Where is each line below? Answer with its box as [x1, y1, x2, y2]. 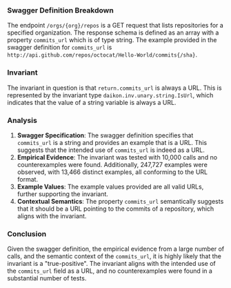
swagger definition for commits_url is [7, 44, 112, 52]
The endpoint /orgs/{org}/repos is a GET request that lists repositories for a [7, 21, 224, 30]
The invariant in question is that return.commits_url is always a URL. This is [7, 84, 222, 92]
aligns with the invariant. [17, 211, 87, 220]
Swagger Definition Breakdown [7, 6, 114, 15]
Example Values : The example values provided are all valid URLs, [17, 182, 204, 191]
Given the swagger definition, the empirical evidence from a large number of [7, 244, 225, 253]
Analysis [7, 115, 38, 125]
